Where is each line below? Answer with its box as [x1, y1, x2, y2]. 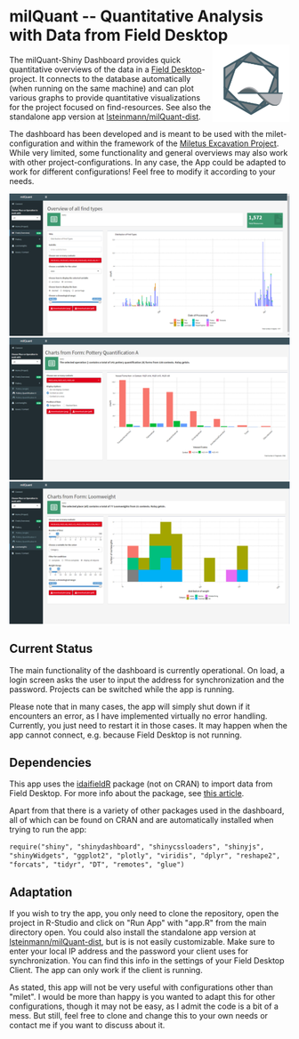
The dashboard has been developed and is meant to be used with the [9, 128, 264, 139]
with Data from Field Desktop [9, 25, 229, 45]
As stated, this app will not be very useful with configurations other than [9, 982, 274, 993]
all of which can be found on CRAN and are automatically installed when [9, 815, 274, 826]
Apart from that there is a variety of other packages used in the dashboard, [9, 805, 285, 816]
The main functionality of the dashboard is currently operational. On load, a [9, 664, 285, 675]
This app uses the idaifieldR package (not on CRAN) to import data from [9, 778, 273, 789]
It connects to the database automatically [39, 73, 191, 84]
